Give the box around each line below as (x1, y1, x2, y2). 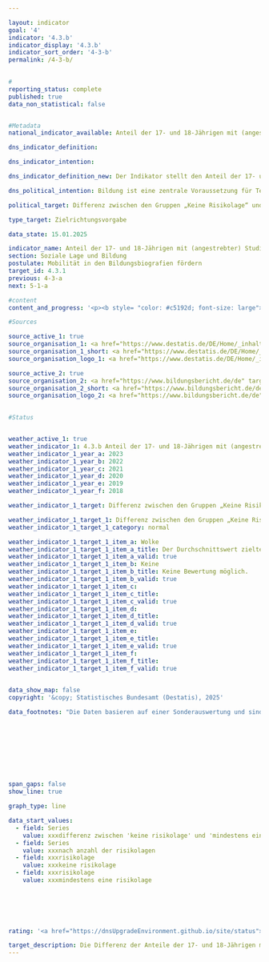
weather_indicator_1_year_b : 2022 (8, 457, 124, 465)
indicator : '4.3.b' (8, 34, 74, 42)
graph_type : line (8, 802, 66, 811)
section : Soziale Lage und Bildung (8, 252, 127, 260)
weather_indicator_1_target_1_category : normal (8, 523, 171, 531)
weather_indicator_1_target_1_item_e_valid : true (8, 642, 178, 650)
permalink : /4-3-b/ (8, 56, 74, 64)
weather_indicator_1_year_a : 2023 (8, 450, 124, 458)
